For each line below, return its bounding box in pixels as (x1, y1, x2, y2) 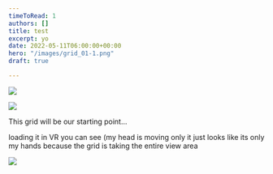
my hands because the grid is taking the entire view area (8, 141, 198, 151)
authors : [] (8, 19, 49, 28)
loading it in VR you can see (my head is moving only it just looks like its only (8, 132, 265, 142)
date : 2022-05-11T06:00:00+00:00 (8, 42, 122, 50)
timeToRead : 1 (8, 11, 57, 20)
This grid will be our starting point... (8, 117, 128, 126)
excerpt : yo (8, 34, 49, 43)
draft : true (8, 57, 49, 66)
